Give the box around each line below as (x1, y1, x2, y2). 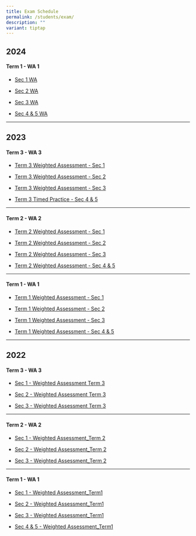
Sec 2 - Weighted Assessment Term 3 (14, 391, 106, 398)
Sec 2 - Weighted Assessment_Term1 (14, 500, 104, 507)
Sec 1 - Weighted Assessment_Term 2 (14, 434, 106, 441)
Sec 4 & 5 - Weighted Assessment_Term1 (14, 523, 114, 530)
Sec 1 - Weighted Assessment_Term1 (14, 489, 103, 496)
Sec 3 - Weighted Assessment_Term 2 (14, 457, 107, 464)
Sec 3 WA (14, 98, 39, 105)
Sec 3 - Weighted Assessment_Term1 (14, 511, 104, 518)
